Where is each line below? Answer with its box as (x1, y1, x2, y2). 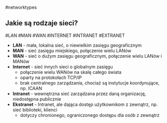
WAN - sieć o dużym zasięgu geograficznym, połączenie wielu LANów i (12, 53, 162, 59)
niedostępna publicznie (12, 96, 62, 102)
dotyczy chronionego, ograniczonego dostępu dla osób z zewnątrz (20, 112, 160, 118)
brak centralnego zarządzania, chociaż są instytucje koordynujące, (20, 79, 160, 86)
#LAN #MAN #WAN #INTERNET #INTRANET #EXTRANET (5, 32, 125, 38)
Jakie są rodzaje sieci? (5, 19, 78, 27)
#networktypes (5, 5, 37, 10)
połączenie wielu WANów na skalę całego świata (20, 69, 122, 75)
